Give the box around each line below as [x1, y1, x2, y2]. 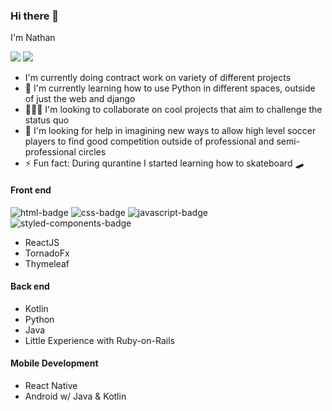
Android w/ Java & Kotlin [24, 390, 127, 402]
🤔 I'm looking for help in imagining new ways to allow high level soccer [24, 125, 317, 137]
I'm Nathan [10, 32, 56, 44]
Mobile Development [10, 357, 99, 369]
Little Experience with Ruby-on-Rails [24, 334, 175, 346]
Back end [10, 280, 50, 293]
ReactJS [24, 236, 60, 248]
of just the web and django [24, 93, 136, 105]
